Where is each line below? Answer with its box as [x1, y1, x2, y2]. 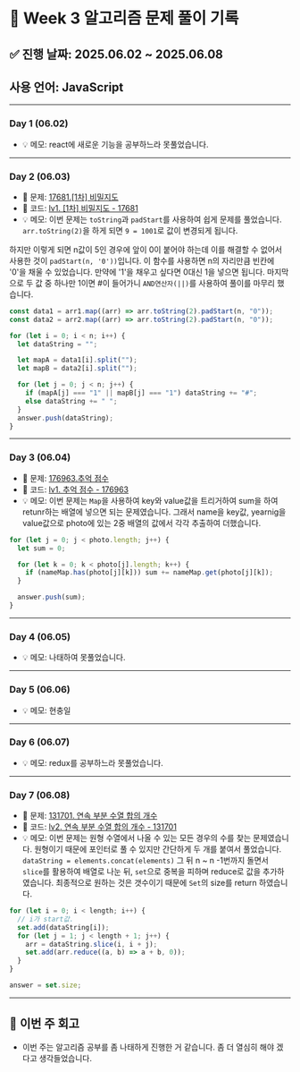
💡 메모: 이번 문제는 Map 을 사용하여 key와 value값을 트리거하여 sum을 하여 [21, 495, 279, 506]
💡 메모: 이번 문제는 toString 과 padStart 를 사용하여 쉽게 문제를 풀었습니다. [21, 214, 282, 225]
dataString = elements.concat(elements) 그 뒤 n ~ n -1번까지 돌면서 [21, 855, 270, 866]
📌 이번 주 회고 [9, 1017, 80, 1032]
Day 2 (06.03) [9, 170, 71, 183]
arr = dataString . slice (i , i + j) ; [25, 940, 158, 949]
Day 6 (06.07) [9, 736, 70, 748]
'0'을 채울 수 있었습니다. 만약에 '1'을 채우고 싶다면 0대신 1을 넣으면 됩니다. [9, 266, 265, 277]
